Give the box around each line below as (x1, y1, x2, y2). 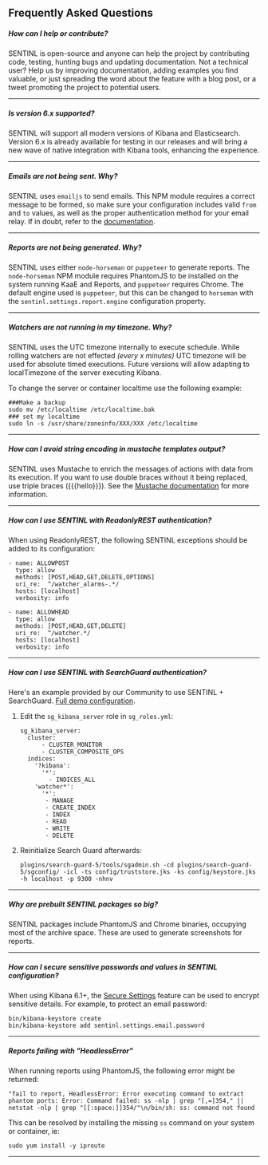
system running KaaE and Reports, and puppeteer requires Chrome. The (8, 279, 244, 290)
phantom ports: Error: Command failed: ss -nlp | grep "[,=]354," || (8, 1097, 245, 1105)
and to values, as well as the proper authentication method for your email (8, 208, 250, 218)
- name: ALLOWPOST (8, 559, 69, 567)
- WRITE (45, 825, 71, 833)
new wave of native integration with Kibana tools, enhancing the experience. (8, 145, 260, 155)
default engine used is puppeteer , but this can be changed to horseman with (8, 288, 254, 298)
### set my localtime (8, 413, 81, 421)
